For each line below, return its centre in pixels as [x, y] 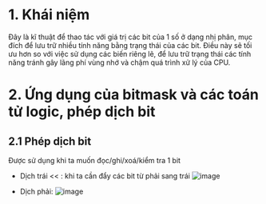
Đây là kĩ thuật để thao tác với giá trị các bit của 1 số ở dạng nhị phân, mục [131, 37]
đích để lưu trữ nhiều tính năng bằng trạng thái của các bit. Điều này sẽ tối [130, 45]
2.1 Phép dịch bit [50, 141]
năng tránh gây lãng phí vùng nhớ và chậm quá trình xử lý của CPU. [119, 62]
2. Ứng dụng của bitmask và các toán [134, 95]
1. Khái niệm [49, 15]
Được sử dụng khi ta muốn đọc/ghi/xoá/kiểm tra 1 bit [95, 160]
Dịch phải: [36, 191]
